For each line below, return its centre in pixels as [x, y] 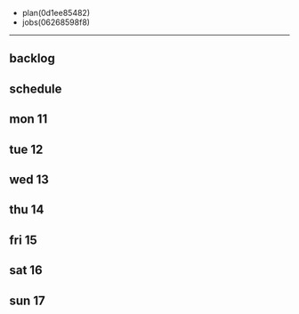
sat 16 [26, 270]
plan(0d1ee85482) [56, 13]
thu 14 [27, 209]
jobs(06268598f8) [56, 22]
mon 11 [28, 119]
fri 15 [23, 240]
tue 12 [26, 149]
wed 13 [29, 179]
